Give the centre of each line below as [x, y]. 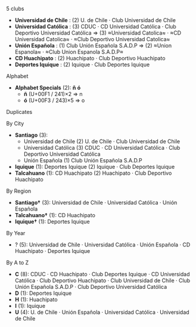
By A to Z [18, 263]
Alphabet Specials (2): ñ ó [48, 88]
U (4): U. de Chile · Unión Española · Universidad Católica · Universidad [102, 312]
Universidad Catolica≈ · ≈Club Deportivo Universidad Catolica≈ [92, 39]
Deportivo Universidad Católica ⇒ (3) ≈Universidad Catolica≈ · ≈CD [98, 33]
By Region [19, 191]
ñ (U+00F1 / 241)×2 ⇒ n [53, 94]
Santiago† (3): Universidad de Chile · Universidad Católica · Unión [96, 203]
